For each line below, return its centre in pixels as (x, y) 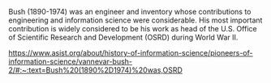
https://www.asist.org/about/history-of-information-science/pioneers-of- (131, 53)
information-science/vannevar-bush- (70, 61)
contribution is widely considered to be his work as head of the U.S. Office (133, 29)
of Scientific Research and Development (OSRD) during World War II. (123, 37)
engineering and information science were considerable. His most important (135, 20)
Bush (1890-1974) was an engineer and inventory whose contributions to (130, 12)
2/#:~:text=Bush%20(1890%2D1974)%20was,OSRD (95, 70)
